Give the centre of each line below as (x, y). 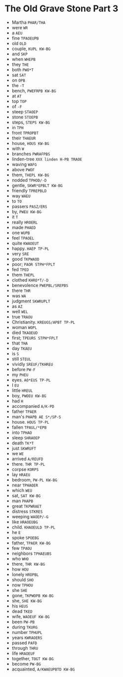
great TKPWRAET (27, 506)
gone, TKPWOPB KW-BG (33, 595)
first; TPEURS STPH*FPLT (35, 338)
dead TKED (22, 611)
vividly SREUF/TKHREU (32, 364)
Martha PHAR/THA (28, 22)
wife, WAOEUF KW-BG (31, 616)
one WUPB (21, 233)
